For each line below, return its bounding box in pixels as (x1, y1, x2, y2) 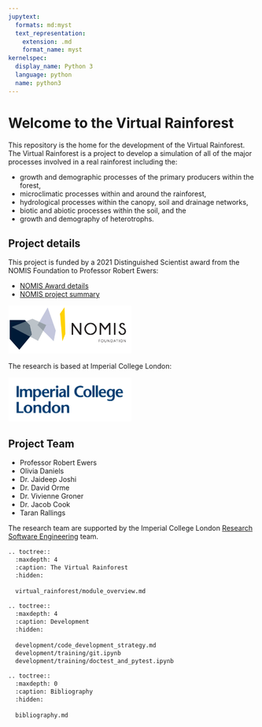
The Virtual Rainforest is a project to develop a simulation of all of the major (8, 148, 253, 158)
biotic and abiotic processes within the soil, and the (19, 206, 186, 215)
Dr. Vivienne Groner (19, 491, 84, 501)
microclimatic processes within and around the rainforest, (19, 189, 207, 198)
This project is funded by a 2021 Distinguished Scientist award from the (8, 258, 240, 267)
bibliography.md (15, 711, 68, 720)
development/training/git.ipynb (15, 650, 122, 658)
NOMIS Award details (19, 281, 89, 291)
